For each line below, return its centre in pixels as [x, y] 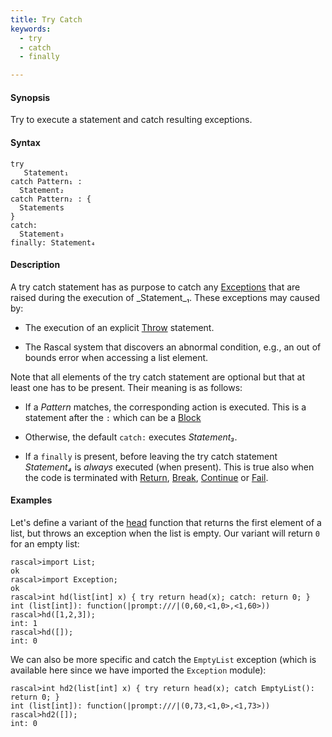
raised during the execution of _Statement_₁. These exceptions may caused [165, 297]
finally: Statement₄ [53, 242]
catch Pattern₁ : [46, 181]
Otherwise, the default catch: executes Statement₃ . [131, 437]
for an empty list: [45, 543]
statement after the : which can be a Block [113, 417]
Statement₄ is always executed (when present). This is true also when [169, 467]
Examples [31, 500]
